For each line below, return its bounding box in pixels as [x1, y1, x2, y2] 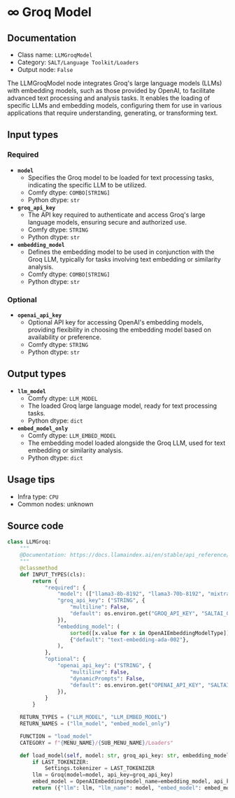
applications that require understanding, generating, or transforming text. [7, 109, 218, 117]
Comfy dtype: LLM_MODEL [27, 394, 98, 402]
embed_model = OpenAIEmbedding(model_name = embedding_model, [32, 778, 211, 785]
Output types [7, 368, 66, 380]
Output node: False [17, 66, 73, 73]
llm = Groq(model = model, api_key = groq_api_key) [32, 771, 173, 778]
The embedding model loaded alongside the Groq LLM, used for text [27, 439, 226, 447]
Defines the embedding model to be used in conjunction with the [27, 248, 215, 256]
